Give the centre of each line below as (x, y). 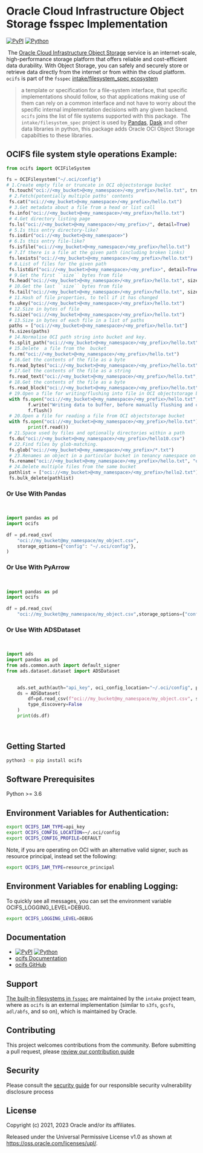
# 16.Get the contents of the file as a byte (67, 360)
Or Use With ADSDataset (43, 630)
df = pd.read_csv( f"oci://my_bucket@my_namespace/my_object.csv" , (111, 699)
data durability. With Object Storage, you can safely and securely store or (98, 66)
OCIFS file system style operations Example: (92, 154)
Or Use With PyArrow (38, 567)
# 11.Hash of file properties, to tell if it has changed (83, 298)
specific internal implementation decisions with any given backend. (105, 109)
